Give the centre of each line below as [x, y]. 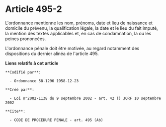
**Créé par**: [20, 90]
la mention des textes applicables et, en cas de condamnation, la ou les [78, 33]
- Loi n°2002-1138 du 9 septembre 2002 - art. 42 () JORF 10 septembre [85, 98]
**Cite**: [15, 111]
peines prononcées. [26, 39]
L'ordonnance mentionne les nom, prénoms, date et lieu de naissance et [79, 23]
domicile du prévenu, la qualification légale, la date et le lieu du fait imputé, [82, 28]
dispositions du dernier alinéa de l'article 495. [52, 54]
